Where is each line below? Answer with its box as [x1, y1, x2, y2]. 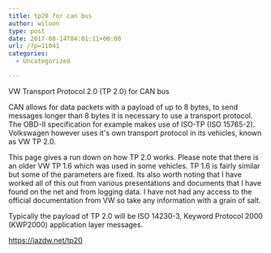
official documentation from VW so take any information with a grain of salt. [8, 195, 261, 205]
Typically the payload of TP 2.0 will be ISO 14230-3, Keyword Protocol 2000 [8, 211, 264, 221]
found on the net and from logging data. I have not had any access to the [8, 187, 252, 196]
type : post [8, 27, 45, 35]
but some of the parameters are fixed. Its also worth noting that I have [8, 169, 242, 179]
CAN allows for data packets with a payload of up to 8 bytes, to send [8, 102, 239, 112]
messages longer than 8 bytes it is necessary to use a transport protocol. [8, 110, 253, 120]
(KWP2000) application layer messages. [8, 220, 144, 229]
